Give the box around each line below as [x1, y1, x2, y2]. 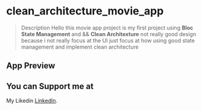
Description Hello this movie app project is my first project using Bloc [21, 24, 194, 31]
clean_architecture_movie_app [6, 4, 164, 18]
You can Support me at [6, 81, 94, 91]
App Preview [6, 61, 55, 71]
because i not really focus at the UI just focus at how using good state [21, 37, 195, 44]
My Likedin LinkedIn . [6, 97, 58, 105]
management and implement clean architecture [21, 43, 139, 50]
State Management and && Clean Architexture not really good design [21, 30, 197, 37]
